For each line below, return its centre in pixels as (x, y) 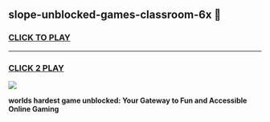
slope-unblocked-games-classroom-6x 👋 (115, 15)
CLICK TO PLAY (39, 38)
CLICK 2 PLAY (36, 67)
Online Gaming (34, 108)
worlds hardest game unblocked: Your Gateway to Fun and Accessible (128, 100)
